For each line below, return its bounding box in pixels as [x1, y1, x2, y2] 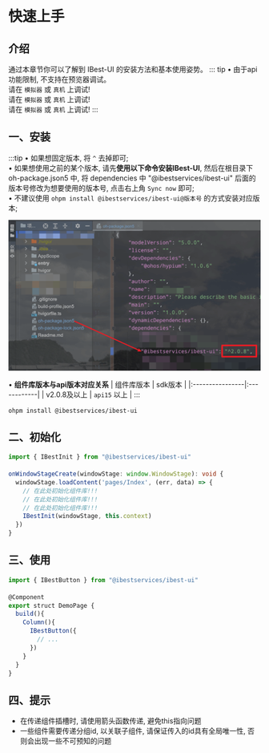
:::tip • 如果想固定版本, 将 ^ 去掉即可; [8, 153, 129, 163]
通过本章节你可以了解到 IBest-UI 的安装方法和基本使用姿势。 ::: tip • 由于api [8, 65, 258, 74]
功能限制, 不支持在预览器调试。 [8, 75, 110, 84]
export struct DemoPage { [8, 601, 94, 609]
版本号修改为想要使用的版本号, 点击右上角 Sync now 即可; [8, 183, 195, 192]
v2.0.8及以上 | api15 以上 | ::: [46, 390, 140, 399]
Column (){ [22, 618, 56, 626]
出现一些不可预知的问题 [34, 736, 112, 746]
